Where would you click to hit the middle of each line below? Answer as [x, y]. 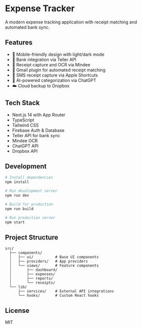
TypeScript [23, 120]
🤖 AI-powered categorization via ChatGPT [54, 80]
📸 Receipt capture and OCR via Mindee [51, 64]
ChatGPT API [25, 146]
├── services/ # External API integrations [66, 291]
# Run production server [30, 218]
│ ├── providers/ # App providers [49, 262]
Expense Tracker [40, 9]
